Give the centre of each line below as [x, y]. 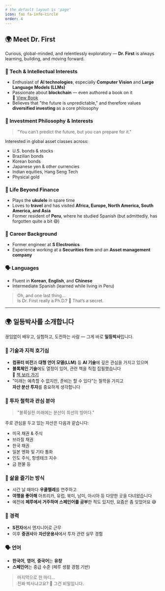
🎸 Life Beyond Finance [32, 190]
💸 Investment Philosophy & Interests [49, 121]
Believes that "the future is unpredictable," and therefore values [77, 103]
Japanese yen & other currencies [46, 166]
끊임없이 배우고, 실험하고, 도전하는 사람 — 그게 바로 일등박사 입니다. [69, 337]
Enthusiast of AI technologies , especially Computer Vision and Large [83, 82]
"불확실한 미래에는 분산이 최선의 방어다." [56, 413]
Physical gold [26, 177]
